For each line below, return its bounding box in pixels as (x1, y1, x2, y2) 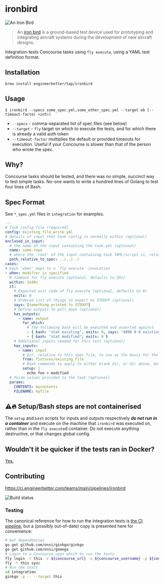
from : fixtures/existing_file (22, 357, 84, 362)
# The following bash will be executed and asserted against (26, 325, 154, 330)
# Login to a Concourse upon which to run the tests (5, 551, 115, 556)
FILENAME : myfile (14, 389, 49, 394)
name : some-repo (9, 248, 42, 253)
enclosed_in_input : (5, 239, 45, 244)
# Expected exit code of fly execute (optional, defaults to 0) (14, 289, 147, 294)
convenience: (5, 528, 33, 534)
